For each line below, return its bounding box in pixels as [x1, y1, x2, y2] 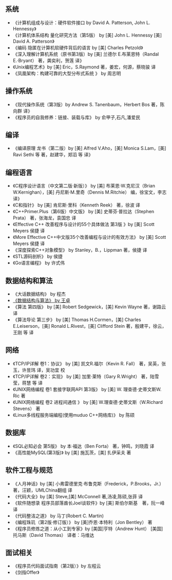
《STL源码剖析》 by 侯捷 [12, 253, 63, 259]
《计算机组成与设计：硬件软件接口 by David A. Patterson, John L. [12, 20, 150, 26]
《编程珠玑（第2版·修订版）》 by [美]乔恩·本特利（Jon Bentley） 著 [12, 519, 152, 525]
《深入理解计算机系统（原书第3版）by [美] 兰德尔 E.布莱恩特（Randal [12, 51, 159, 57]
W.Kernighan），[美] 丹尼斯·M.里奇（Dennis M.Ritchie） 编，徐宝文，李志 [12, 189, 167, 195]
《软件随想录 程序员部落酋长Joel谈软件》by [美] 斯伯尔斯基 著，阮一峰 [12, 500, 165, 506]
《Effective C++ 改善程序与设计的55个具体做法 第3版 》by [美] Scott [12, 221, 155, 228]
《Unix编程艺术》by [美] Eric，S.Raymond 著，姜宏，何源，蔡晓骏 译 [12, 64, 156, 70]
